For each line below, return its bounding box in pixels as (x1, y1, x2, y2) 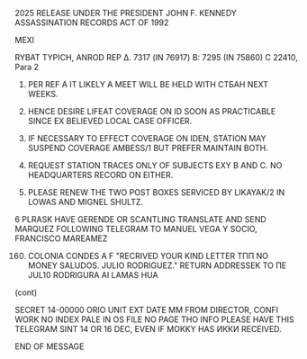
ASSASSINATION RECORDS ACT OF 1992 (14, 17, 169, 28)
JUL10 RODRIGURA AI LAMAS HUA (27, 270, 158, 280)
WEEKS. (27, 89, 59, 99)
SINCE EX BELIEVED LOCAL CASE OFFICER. (27, 116, 193, 126)
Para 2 (14, 62, 40, 72)
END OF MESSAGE (14, 341, 85, 352)
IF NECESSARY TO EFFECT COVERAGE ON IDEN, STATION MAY (27, 133, 266, 143)
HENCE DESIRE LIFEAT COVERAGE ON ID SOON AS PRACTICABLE (27, 106, 276, 116)
